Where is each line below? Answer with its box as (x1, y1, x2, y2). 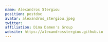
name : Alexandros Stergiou (5, 7, 60, 12)
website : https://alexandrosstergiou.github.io (5, 29, 104, 34)
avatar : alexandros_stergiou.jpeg (5, 16, 75, 21)
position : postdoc (5, 12, 42, 16)
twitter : (5, 20, 23, 26)
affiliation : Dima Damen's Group (5, 25, 73, 30)
